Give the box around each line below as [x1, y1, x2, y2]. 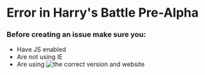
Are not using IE [16, 53, 63, 61]
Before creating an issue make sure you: [6, 30, 146, 40]
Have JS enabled [16, 45, 66, 53]
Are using [16, 60, 45, 69]
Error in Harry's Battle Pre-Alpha [6, 5, 199, 21]
